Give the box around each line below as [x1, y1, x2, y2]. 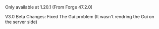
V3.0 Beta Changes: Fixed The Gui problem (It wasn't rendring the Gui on [5, 14, 155, 19]
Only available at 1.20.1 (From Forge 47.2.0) [5, 4, 93, 10]
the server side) [5, 19, 38, 25]
